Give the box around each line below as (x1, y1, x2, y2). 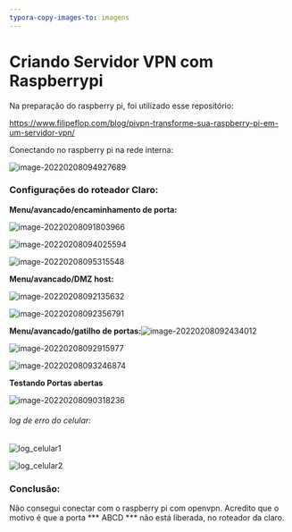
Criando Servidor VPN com (9, 51, 214, 72)
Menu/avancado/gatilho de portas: (9, 325, 142, 336)
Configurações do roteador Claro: (9, 184, 159, 197)
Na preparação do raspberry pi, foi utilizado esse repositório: (9, 100, 234, 111)
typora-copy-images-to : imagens (9, 13, 129, 22)
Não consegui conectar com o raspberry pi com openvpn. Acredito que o (9, 502, 279, 514)
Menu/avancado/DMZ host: (9, 274, 114, 284)
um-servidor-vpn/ (9, 127, 76, 138)
